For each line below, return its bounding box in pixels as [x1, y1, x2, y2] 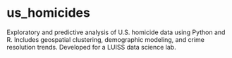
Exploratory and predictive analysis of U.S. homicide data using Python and [6, 28, 226, 36]
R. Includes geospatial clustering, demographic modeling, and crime [6, 35, 205, 43]
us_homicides [6, 5, 91, 21]
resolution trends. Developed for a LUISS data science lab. [6, 43, 177, 51]
